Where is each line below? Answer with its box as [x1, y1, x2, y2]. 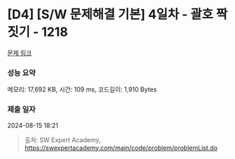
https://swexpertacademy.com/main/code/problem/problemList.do [24, 144, 218, 152]
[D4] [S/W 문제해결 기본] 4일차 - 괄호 [7, 6, 214, 23]
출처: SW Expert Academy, [24, 135, 101, 144]
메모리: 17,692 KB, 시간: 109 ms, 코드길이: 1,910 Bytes [7, 85, 157, 94]
